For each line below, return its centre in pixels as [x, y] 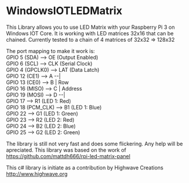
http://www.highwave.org [37, 174]
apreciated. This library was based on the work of [66, 150]
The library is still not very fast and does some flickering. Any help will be [95, 144]
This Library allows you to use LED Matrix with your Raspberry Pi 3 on [90, 27]
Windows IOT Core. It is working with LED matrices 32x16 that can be [90, 33]
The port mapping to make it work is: [50, 51]
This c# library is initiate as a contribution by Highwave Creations [85, 167]
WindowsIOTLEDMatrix [64, 11]
